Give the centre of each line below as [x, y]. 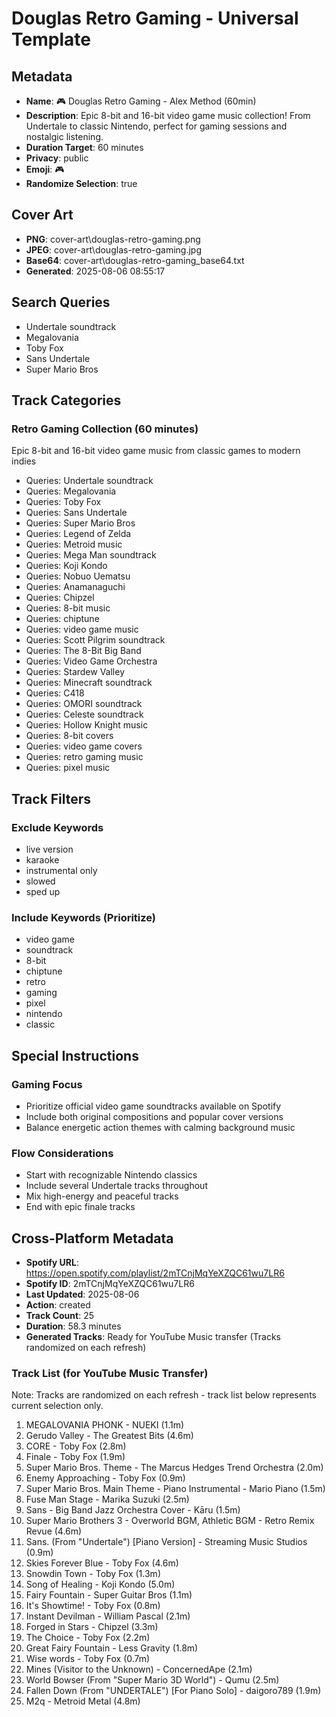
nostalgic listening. [64, 136]
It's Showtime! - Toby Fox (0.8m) [93, 1606]
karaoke [42, 860]
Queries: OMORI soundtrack [84, 704]
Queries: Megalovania [71, 491]
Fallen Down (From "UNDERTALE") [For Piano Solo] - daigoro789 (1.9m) [173, 1691]
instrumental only [61, 870]
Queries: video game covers [84, 746]
